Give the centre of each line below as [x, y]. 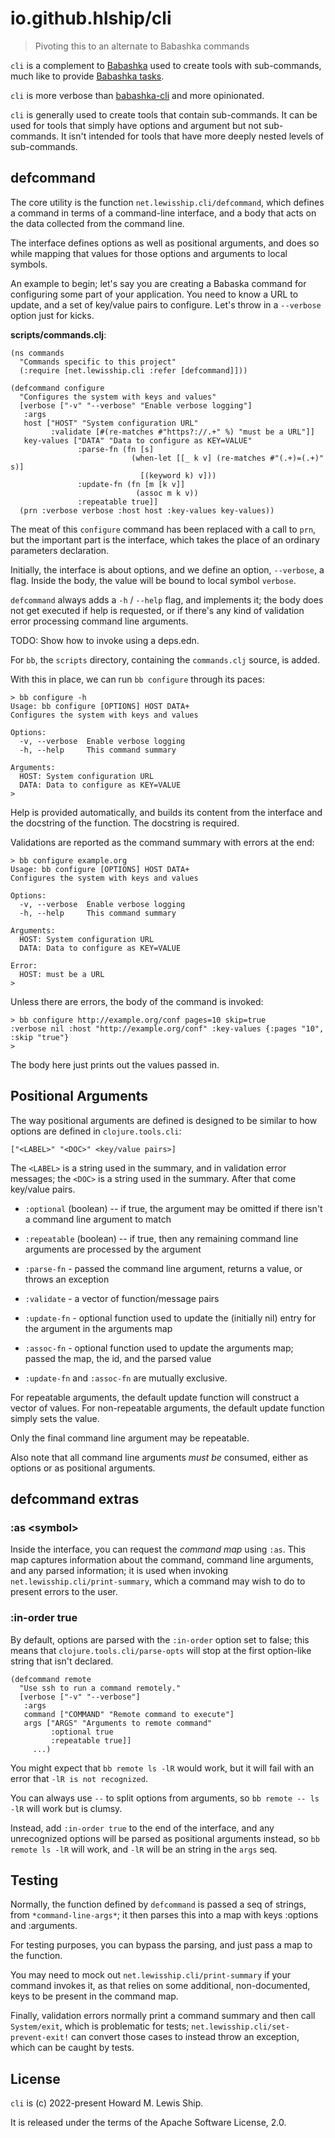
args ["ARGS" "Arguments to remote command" [118, 1723]
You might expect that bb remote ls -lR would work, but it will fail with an [162, 1768]
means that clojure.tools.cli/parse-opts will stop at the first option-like [161, 1650]
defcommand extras [75, 1498]
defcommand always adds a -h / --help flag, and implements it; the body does [167, 599]
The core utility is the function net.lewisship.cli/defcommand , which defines [167, 202]
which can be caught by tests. [72, 2048]
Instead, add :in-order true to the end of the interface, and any [142, 1828]
